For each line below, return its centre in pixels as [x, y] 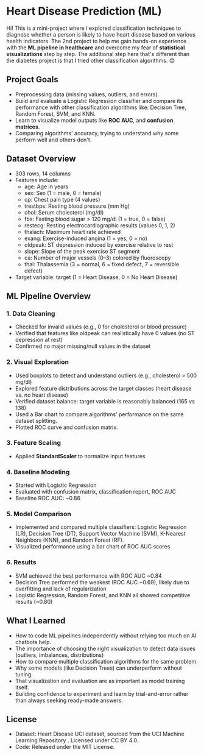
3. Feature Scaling [34, 443]
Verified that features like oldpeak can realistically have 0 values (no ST [105, 333]
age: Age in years [46, 186]
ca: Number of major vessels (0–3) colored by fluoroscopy [97, 258]
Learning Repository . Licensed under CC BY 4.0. [77, 740]
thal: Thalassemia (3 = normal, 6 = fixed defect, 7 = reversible [102, 264]
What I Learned [36, 621]
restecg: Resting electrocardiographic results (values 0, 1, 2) [100, 225]
